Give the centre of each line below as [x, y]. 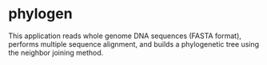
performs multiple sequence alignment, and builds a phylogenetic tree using [134, 44]
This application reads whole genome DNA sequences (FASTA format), [125, 36]
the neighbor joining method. [56, 52]
